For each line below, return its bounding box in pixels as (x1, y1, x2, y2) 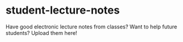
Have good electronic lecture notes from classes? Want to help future (5, 23, 178, 30)
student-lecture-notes (5, 4, 120, 17)
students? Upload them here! (5, 29, 77, 36)
